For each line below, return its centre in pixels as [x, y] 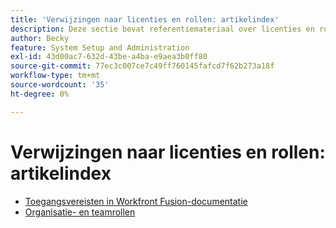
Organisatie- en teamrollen [80, 212]
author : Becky [40, 38]
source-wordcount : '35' [60, 85]
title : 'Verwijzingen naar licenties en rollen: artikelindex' [145, 19]
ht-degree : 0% [40, 94]
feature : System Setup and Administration [100, 47]
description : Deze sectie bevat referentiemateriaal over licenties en [162, 29]
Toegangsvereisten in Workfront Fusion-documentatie [136, 201]
